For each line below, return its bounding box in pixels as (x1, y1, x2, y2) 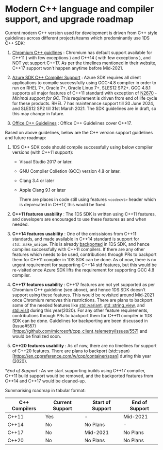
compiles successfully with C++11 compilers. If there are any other (12, 246, 145, 252)
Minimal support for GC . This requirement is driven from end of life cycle (12, 95, 158, 101)
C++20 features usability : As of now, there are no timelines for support (12, 342, 157, 348)
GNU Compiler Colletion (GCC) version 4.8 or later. (19, 168, 121, 174)
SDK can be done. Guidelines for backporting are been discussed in (12, 318, 148, 324)
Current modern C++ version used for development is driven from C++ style (5, 30, 158, 36)
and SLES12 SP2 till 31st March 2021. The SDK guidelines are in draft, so (12, 106, 157, 111)
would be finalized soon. (12, 333, 62, 339)
